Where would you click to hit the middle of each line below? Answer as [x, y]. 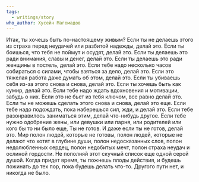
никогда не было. [28, 173]
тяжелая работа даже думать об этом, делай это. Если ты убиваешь [93, 78]
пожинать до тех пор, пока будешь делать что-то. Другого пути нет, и [95, 166]
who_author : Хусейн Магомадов [44, 23]
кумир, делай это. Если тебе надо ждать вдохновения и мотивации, [93, 91]
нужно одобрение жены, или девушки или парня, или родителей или [94, 122]
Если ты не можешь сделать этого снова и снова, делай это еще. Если [96, 103]
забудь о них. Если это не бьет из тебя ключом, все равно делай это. [94, 97]
